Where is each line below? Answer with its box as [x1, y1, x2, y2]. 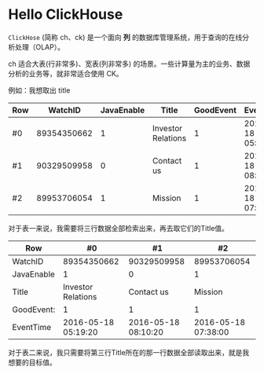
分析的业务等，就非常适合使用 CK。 [8, 68, 123, 78]
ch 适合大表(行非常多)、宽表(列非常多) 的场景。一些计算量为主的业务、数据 [8, 59, 251, 68]
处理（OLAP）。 [14, 42, 65, 52]
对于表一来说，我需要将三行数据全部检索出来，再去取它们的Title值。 [8, 223, 229, 233]
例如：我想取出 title [8, 85, 71, 95]
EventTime [12, 321, 52, 332]
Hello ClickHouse [8, 5, 123, 24]
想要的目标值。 [8, 357, 57, 367]
